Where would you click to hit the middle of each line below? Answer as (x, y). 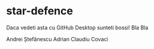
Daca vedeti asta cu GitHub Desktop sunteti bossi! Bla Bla (77, 27)
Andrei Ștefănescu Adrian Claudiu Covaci (57, 39)
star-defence (40, 11)
